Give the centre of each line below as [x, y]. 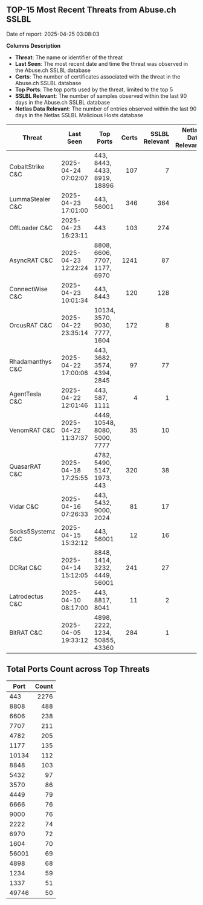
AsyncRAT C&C [31, 260]
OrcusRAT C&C [31, 325]
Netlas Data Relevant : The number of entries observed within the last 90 [106, 109]
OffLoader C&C [31, 228]
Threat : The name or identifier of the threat [69, 57]
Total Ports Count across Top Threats [78, 669]
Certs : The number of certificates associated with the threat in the [98, 76]
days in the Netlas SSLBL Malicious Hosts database [79, 115]
